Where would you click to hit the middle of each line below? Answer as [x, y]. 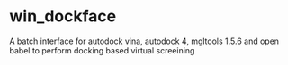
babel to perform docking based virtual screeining [102, 50]
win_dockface [63, 16]
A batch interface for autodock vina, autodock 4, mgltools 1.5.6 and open [144, 41]
